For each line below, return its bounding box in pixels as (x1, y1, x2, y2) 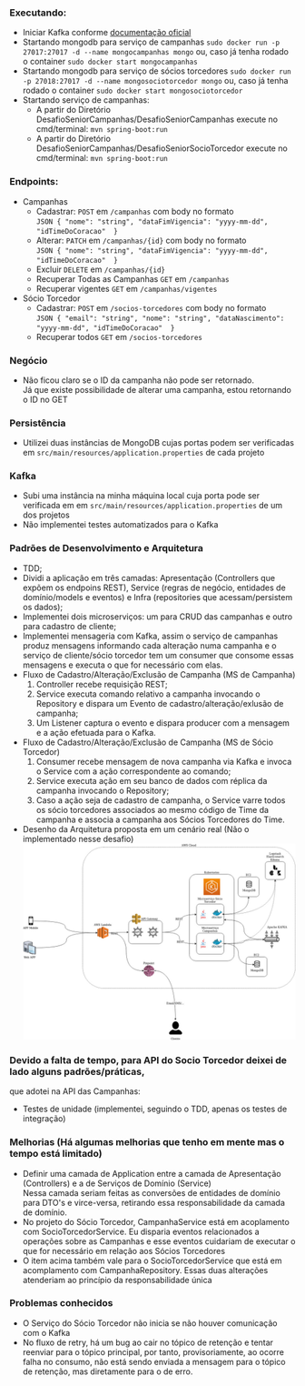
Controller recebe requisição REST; (35, 678, 168, 689)
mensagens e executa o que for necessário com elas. (22, 659, 223, 670)
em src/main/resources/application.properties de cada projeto (22, 447, 265, 458)
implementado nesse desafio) (22, 833, 134, 844)
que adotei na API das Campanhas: (9, 1086, 141, 1097)
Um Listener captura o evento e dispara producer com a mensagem (35, 717, 290, 728)
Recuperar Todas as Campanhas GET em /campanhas (35, 273, 230, 284)
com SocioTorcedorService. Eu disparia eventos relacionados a (22, 1226, 261, 1237)
